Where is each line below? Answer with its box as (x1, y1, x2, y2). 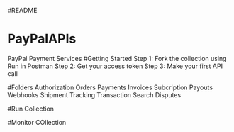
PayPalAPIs (7, 31, 77, 47)
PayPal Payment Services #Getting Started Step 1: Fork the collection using (7, 54, 227, 62)
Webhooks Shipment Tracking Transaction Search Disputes (7, 90, 182, 99)
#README (7, 6, 38, 14)
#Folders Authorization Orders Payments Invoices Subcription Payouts (7, 83, 213, 92)
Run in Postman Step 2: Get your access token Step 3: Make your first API (7, 62, 223, 70)
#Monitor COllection (7, 118, 67, 126)
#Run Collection (7, 104, 55, 113)
